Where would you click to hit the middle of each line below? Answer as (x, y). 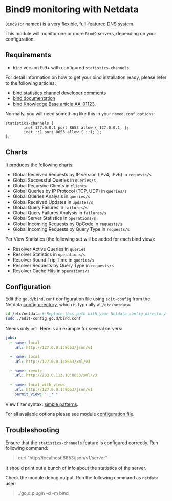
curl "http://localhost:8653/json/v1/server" (62, 458)
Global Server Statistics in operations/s (54, 218)
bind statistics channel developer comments (59, 93)
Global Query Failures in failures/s (50, 207)
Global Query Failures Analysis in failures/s (60, 213)
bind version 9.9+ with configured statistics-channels (71, 67)
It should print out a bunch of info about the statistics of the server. (76, 468)
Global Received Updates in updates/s (53, 202)
